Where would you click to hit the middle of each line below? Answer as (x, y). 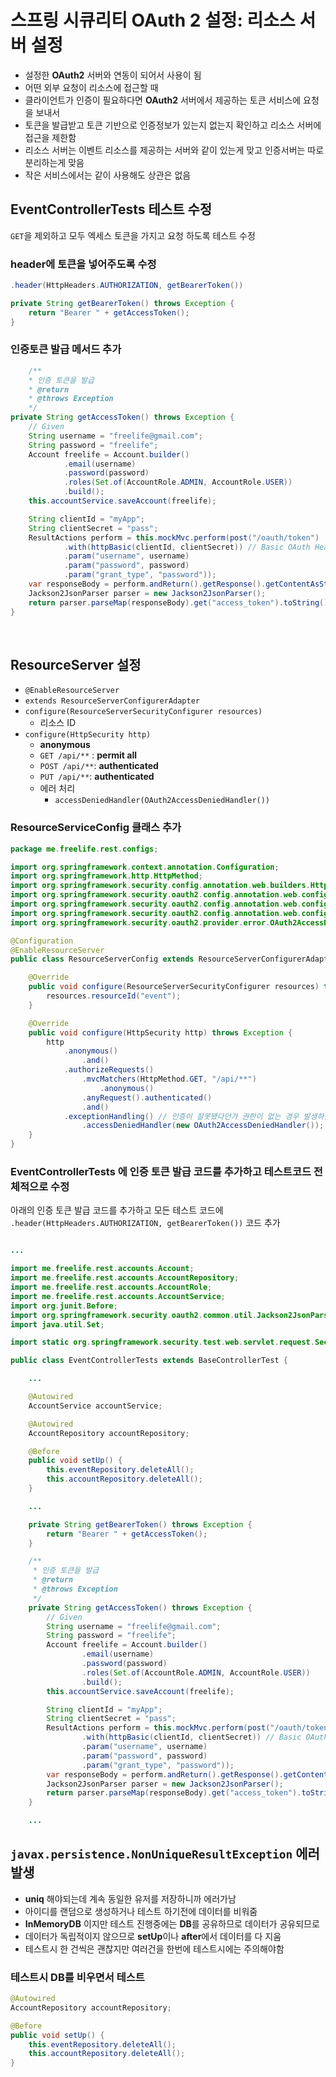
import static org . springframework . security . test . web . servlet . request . (162, 1342)
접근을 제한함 (50, 137)
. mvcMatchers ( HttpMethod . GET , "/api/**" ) (169, 1079)
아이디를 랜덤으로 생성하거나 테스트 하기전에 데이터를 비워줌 (141, 1911)
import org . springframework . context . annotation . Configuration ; (145, 867)
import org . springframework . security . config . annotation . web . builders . (160, 886)
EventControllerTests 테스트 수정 (111, 209)
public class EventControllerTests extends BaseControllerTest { (149, 1361)
